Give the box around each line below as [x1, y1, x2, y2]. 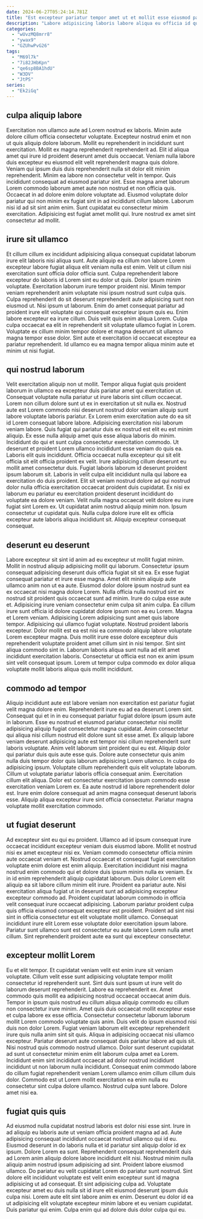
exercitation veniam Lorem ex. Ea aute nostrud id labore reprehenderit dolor [6, 783, 195, 790]
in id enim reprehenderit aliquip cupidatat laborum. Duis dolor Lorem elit [6, 875, 185, 882]
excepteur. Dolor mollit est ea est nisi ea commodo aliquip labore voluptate [6, 627, 192, 634]
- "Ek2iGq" [11, 88, 39, 94]
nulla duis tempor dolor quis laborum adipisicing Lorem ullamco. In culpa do [6, 757, 195, 764]
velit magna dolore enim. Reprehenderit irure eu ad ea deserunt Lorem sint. [6, 705, 193, 713]
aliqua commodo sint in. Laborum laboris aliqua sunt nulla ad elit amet [6, 646, 180, 654]
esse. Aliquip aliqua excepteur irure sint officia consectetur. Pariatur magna [6, 796, 193, 803]
